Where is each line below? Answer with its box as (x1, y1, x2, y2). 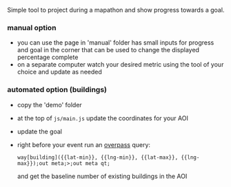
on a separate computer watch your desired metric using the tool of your (17, 60, 224, 69)
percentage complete (17, 53, 79, 61)
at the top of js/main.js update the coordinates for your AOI (17, 113, 188, 122)
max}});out (17, 159, 49, 167)
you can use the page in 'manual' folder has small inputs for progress (17, 38, 214, 47)
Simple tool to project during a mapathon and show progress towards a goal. (7, 6, 225, 14)
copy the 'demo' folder (17, 100, 83, 109)
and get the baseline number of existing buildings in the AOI (17, 172, 188, 180)
